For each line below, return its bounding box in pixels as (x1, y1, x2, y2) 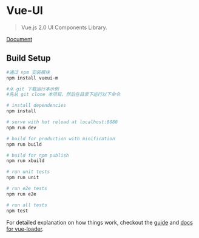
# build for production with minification (6, 135, 115, 141)
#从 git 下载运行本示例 (6, 86, 59, 92)
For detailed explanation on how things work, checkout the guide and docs (6, 219, 193, 226)
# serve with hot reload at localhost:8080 (6, 119, 118, 125)
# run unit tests (6, 169, 50, 175)
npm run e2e (6, 191, 36, 197)
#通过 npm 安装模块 (6, 69, 50, 75)
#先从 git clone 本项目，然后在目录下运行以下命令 (6, 92, 120, 98)
